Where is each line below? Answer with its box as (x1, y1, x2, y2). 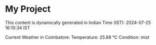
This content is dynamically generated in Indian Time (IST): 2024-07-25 (5, 20, 152, 25)
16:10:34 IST (5, 24, 31, 30)
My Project (5, 3, 51, 15)
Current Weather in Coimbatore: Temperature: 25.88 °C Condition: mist (5, 34, 150, 40)
